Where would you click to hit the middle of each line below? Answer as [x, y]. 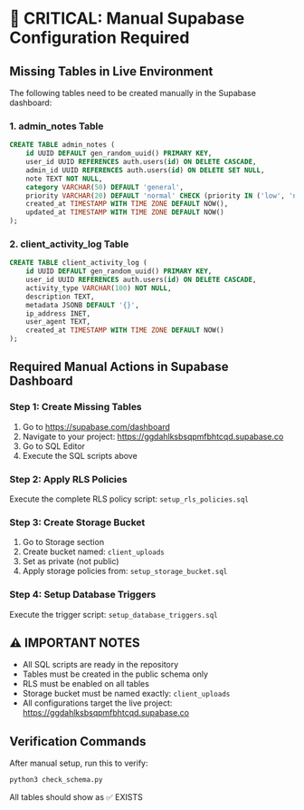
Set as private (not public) [71, 561]
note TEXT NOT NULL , [64, 179]
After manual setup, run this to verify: [79, 763]
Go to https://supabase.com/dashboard [96, 426]
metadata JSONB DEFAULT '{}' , [83, 305]
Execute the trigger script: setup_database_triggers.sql [114, 614]
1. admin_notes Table [57, 126]
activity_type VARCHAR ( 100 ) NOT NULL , [99, 288]
